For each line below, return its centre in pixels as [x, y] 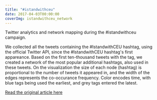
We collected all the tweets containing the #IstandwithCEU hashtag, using [79, 47]
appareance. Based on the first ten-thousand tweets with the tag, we [74, 57]
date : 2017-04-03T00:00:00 [32, 14]
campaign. [16, 37]
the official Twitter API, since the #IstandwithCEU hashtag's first [69, 52]
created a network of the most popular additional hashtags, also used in [77, 62]
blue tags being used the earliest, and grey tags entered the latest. [71, 83]
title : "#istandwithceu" [30, 9]
